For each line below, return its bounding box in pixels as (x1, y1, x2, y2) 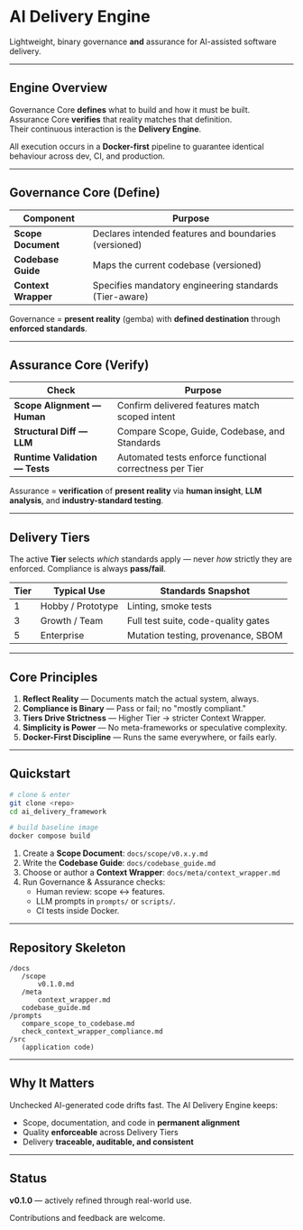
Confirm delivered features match (116, 399, 260, 412)
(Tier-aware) (92, 290, 149, 303)
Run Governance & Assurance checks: (22, 877, 166, 887)
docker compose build (9, 831, 91, 840)
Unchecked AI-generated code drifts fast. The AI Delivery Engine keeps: (9, 1099, 278, 1110)
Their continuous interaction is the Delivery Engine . (9, 124, 202, 134)
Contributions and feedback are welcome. (9, 1212, 166, 1223)
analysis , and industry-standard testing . (9, 495, 164, 506)
